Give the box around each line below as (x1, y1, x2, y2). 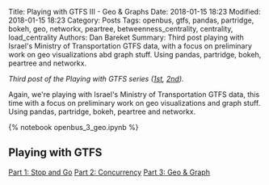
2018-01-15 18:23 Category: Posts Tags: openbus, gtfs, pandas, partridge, (8, 15, 254, 25)
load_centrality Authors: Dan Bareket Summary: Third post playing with (8, 32, 245, 42)
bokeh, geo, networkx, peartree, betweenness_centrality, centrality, (8, 24, 233, 33)
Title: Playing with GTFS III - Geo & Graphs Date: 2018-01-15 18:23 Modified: (8, 7, 261, 16)
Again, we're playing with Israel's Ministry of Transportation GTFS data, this (8, 90, 260, 99)
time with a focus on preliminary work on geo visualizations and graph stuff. (8, 99, 261, 107)
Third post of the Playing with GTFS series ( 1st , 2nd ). (8, 74, 184, 83)
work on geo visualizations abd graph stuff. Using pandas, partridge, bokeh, (8, 50, 262, 59)
